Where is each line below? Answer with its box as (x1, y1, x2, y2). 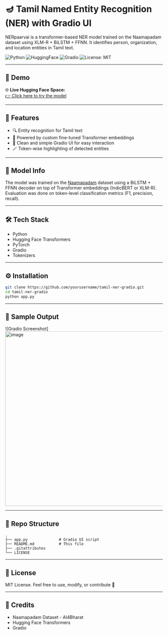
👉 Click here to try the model (5, 92, 66, 98)
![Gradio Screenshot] (5, 326, 48, 332)
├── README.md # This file (5, 542, 84, 547)
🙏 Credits (5, 601, 35, 610)
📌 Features (5, 114, 39, 122)
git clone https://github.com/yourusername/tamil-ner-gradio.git (5, 285, 144, 290)
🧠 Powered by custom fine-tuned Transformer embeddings (12, 134, 134, 140)
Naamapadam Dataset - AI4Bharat (12, 614, 83, 620)
